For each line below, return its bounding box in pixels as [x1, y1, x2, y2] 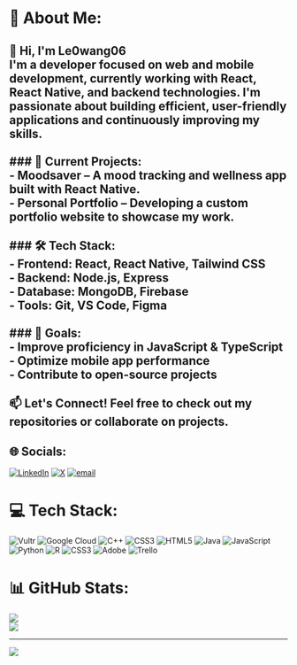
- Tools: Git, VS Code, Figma [9, 298, 168, 313]
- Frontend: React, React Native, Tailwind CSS [9, 256, 266, 271]
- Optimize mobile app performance [9, 353, 210, 368]
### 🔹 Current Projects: [9, 154, 142, 169]
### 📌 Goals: [9, 325, 82, 340]
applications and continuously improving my [9, 112, 261, 128]
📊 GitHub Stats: [9, 577, 130, 598]
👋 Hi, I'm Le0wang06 [9, 43, 126, 58]
